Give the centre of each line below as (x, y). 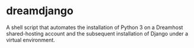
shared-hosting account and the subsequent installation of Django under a (97, 33)
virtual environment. (31, 40)
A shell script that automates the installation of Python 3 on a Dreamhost (95, 27)
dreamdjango (40, 11)
